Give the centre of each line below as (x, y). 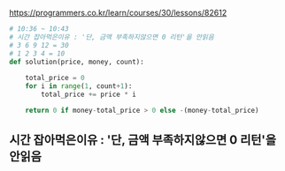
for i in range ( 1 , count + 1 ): (79, 86)
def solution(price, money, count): (77, 62)
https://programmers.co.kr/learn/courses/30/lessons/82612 (118, 13)
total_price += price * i (89, 94)
